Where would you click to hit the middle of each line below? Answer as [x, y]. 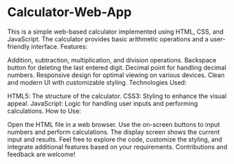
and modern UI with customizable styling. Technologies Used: [97, 82]
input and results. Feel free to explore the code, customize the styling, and [115, 139]
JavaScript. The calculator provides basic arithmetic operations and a [108, 39]
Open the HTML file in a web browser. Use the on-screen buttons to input [113, 124]
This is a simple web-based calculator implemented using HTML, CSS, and [115, 32]
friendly [19, 46]
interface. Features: [59, 46]
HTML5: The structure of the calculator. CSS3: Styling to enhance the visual [117, 96]
